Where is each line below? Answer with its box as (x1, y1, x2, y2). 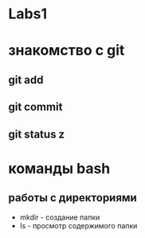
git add (8, 73, 44, 86)
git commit (8, 101, 63, 114)
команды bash (8, 159, 111, 177)
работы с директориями (8, 191, 137, 204)
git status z (8, 127, 65, 141)
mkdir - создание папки (19, 212, 100, 222)
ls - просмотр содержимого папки (19, 220, 138, 230)
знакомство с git (8, 42, 125, 60)
